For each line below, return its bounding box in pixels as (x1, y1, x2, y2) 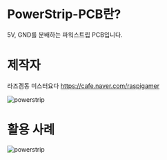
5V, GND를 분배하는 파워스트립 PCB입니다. (7, 30, 123, 39)
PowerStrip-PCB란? (7, 6, 121, 22)
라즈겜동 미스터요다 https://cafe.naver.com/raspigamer (7, 81, 160, 90)
